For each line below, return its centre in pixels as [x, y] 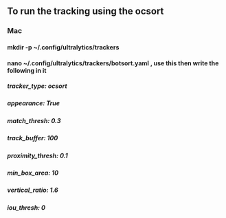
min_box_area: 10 [33, 173]
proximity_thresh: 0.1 [37, 155]
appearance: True [34, 103]
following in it [27, 70]
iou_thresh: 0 [26, 207]
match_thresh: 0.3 [34, 120]
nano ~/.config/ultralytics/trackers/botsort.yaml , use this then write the [113, 63]
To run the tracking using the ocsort [86, 11]
